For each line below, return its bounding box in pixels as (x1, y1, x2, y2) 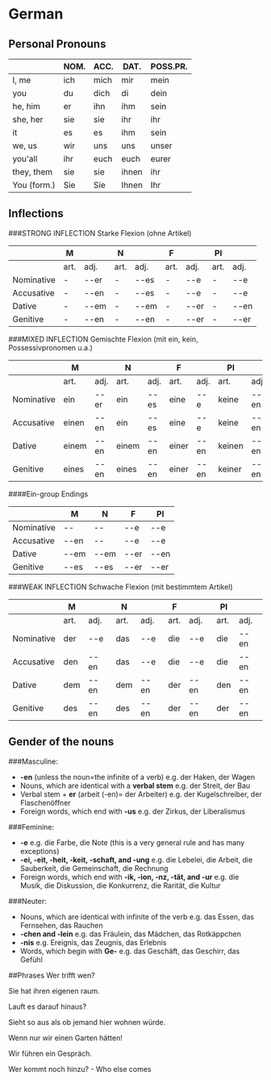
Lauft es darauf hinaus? (8, 1002, 87, 1011)
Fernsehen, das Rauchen (19, 920, 103, 930)
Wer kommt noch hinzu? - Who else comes (8, 1064, 152, 1074)
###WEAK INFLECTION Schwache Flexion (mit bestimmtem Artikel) (8, 582, 233, 592)
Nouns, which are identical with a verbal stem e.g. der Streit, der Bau (19, 781, 251, 790)
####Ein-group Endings (8, 489, 89, 499)
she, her (12, 114, 44, 125)
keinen (217, 440, 244, 451)
